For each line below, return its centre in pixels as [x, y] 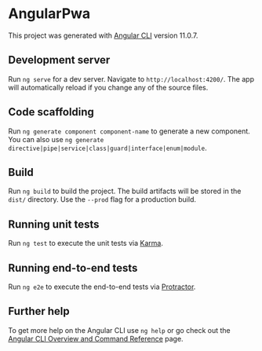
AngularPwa [49, 14]
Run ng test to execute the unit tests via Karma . [86, 243]
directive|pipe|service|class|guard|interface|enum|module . [107, 148]
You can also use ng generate [56, 139]
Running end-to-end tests [73, 268]
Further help [39, 311]
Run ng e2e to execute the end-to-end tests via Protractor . [102, 287]
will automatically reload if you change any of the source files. [108, 87]
